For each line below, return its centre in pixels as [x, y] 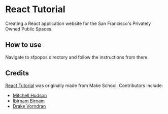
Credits [17, 73]
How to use [23, 45]
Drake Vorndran [29, 106]
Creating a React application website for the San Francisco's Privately [78, 23]
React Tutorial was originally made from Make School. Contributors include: [84, 85]
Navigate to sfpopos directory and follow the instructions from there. [77, 57]
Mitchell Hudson [30, 95]
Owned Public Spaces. [29, 28]
